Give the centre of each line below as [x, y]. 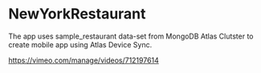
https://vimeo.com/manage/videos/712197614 [84, 60]
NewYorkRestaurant [77, 14]
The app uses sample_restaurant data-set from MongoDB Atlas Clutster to [131, 36]
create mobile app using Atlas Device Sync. [80, 44]
